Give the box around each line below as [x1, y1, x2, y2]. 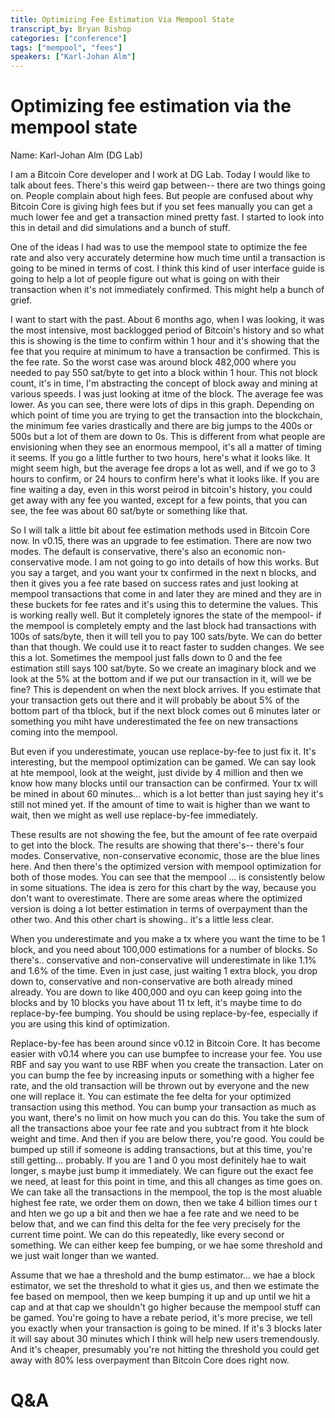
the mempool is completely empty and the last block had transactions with [10, 620, 317, 632]
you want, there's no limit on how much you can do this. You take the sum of [10, 1112, 325, 1124]
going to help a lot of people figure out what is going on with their [10, 273, 280, 285]
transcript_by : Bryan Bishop [10, 24, 132, 34]
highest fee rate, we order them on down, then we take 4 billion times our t [10, 1197, 318, 1209]
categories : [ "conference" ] [10, 33, 128, 43]
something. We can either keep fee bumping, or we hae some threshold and [10, 1239, 323, 1251]
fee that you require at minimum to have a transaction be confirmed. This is [10, 346, 320, 358]
